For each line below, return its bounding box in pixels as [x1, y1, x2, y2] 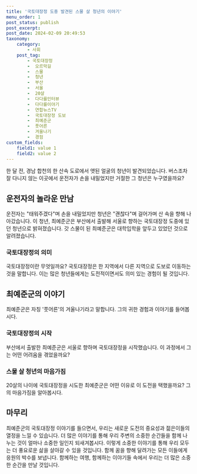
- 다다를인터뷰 [27, 96, 60, 102]
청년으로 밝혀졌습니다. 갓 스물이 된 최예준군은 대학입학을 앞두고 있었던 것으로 [12, 225, 188, 232]
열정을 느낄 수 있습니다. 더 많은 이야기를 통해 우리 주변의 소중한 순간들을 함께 [6, 432, 182, 439]
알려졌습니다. [6, 233, 36, 240]
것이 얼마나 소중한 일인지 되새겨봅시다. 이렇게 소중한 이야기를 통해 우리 [16, 439, 179, 446]
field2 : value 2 [16, 150, 57, 156]
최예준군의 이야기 [6, 289, 65, 299]
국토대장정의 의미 [6, 248, 52, 257]
